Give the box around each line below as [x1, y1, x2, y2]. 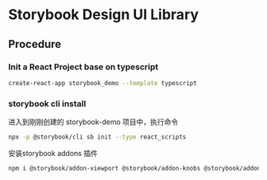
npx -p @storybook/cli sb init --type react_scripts [8, 133, 187, 141]
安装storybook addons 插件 [8, 148, 98, 158]
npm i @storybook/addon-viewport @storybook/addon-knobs [8, 164, 201, 172]
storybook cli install [8, 98, 87, 109]
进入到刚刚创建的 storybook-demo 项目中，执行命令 [8, 117, 179, 127]
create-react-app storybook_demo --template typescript [8, 79, 197, 87]
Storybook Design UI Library [8, 6, 199, 24]
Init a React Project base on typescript [8, 61, 159, 72]
